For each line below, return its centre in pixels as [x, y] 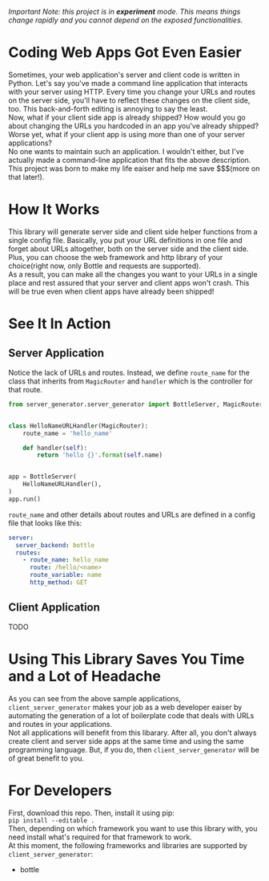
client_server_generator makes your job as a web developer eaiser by [125, 707]
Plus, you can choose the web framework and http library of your [116, 257]
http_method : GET [58, 583]
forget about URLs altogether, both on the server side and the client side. [128, 249]
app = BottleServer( [43, 477]
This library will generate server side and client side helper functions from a [133, 231]
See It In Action [60, 324]
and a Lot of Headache [85, 676]
